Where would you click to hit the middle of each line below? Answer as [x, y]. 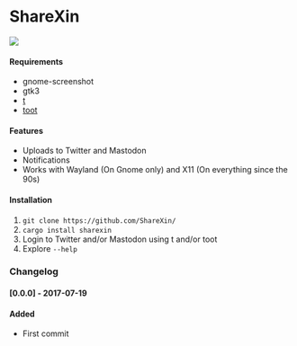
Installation [31, 200]
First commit [45, 333]
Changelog [34, 271]
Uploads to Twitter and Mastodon [84, 151]
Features [26, 130]
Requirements [36, 61]
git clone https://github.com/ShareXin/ [99, 221]
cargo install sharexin [67, 230]
